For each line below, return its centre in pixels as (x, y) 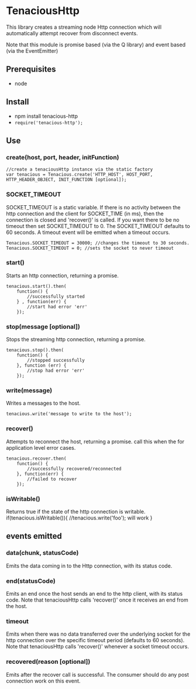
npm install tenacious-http (46, 116)
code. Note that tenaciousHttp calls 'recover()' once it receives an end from (97, 600)
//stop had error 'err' (56, 371)
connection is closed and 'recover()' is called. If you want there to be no (93, 220)
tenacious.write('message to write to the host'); (69, 414)
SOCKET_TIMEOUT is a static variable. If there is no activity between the (93, 207)
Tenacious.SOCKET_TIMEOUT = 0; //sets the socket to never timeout (90, 248)
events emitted (34, 536)
